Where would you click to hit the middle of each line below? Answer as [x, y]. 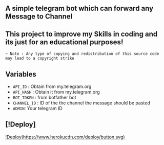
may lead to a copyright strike [40, 59]
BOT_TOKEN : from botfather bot [44, 98]
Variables [21, 74]
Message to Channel [39, 17]
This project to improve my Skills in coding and [81, 34]
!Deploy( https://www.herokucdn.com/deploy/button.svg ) [65, 137]
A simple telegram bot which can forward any [79, 8]
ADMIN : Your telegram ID [37, 108]
